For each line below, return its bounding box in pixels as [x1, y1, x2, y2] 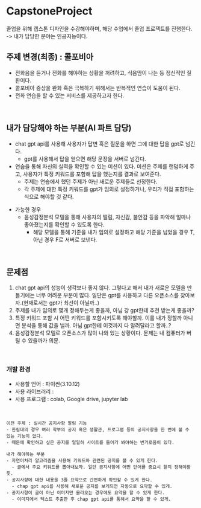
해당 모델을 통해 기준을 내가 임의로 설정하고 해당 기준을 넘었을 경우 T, [32, 228, 195, 236]
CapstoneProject [6, 4, 93, 18]
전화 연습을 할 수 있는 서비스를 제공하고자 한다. [14, 92, 125, 99]
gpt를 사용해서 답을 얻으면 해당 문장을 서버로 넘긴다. [23, 155, 146, 162]
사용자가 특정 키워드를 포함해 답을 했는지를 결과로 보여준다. [23, 170, 161, 178]
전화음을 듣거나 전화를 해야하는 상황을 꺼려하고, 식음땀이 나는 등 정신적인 [14, 69, 185, 76]
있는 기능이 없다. [6, 433, 44, 439]
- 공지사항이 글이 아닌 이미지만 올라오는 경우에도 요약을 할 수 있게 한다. [6, 489, 165, 496]
